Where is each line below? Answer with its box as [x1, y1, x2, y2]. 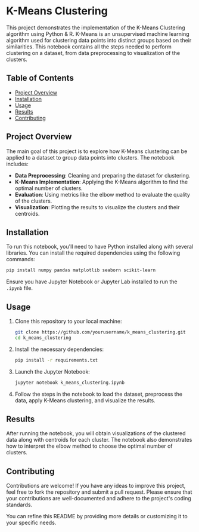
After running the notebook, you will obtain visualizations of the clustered [6, 430, 186, 437]
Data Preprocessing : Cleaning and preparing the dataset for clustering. [14, 172, 191, 179]
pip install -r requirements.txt [14, 357, 98, 363]
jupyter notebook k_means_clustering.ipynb [14, 380, 125, 386]
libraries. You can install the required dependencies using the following [6, 249, 181, 256]
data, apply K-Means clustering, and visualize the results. [14, 396, 156, 404]
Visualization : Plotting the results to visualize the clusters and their [14, 203, 180, 210]
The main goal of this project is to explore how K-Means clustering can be [6, 148, 188, 155]
